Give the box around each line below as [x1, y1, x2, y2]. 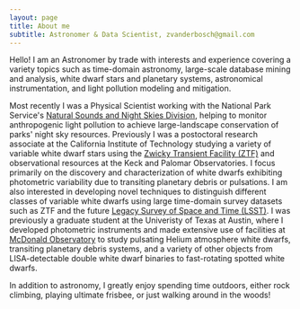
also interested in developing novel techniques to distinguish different [9, 186, 267, 198]
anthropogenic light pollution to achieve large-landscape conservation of [9, 119, 279, 130]
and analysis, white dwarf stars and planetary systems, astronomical [9, 74, 263, 84]
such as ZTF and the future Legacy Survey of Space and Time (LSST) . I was [9, 206, 291, 216]
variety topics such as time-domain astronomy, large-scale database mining [9, 64, 291, 75]
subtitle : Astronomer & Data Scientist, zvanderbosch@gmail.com [9, 30, 255, 39]
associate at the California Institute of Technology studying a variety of [9, 138, 272, 149]
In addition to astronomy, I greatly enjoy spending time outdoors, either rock [9, 280, 290, 291]
